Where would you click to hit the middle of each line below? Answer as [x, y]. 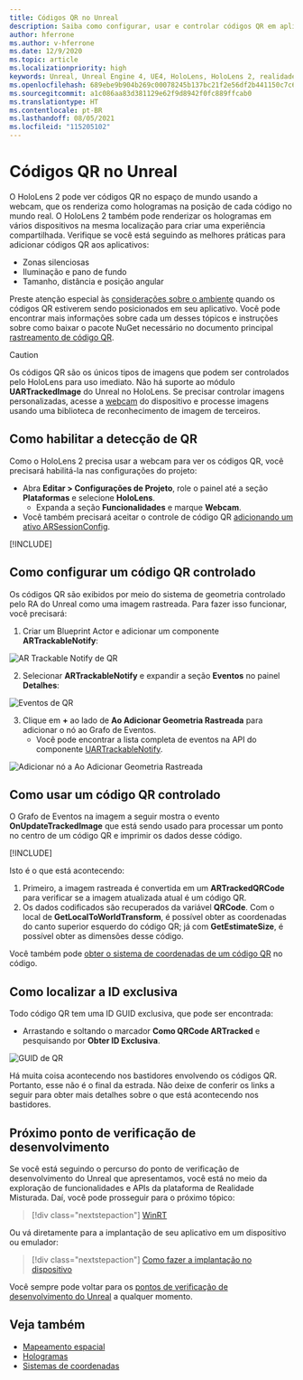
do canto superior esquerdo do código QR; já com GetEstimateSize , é [153, 926]
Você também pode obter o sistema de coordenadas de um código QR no [146, 953]
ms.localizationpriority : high [68, 69]
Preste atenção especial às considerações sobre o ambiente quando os [142, 298]
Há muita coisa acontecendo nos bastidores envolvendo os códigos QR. [143, 1075]
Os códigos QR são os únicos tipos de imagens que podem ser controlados [150, 372]
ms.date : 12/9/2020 [46, 52]
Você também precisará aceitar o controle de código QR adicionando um [158, 517]
